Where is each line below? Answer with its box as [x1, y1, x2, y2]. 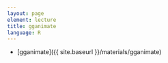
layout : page [7, 10, 44, 17]
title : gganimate [7, 23, 57, 29]
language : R [7, 29, 41, 36]
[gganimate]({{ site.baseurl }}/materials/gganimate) [16, 48, 162, 56]
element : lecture [7, 16, 57, 23]
